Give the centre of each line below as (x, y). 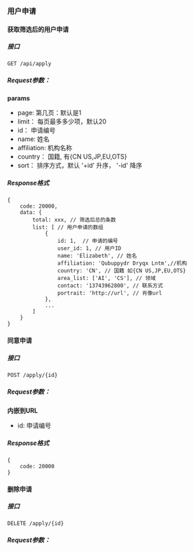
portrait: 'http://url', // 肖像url (110, 293)
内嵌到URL (23, 410)
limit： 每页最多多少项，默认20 (62, 121)
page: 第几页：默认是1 (49, 113)
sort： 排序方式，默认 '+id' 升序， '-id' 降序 (79, 166)
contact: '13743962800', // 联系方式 (110, 286)
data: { (31, 213)
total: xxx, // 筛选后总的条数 (74, 220)
